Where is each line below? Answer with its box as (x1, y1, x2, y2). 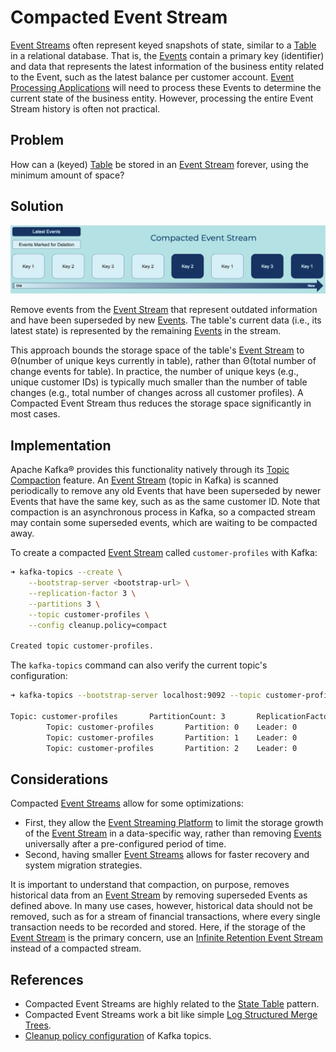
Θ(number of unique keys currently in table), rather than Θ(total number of (10, 355, 317, 367)
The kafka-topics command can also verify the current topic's (10, 659, 268, 671)
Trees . (24, 1019, 52, 1031)
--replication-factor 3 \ (28, 588, 137, 598)
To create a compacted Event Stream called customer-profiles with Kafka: (10, 547, 318, 559)
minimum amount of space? (10, 169, 125, 181)
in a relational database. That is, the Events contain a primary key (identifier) (10, 49, 325, 61)
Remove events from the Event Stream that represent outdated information (10, 304, 318, 316)
